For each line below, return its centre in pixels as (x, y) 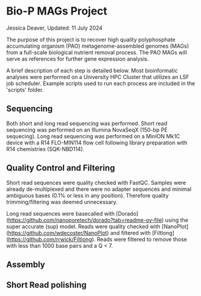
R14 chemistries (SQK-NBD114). (45, 149)
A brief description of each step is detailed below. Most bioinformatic (92, 70)
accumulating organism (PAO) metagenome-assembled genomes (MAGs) (97, 46)
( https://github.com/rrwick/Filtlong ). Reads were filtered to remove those (97, 239)
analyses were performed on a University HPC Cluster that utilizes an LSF (98, 77)
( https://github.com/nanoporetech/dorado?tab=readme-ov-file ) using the (97, 220)
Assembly (26, 264)
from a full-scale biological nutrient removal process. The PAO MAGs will (97, 52)
